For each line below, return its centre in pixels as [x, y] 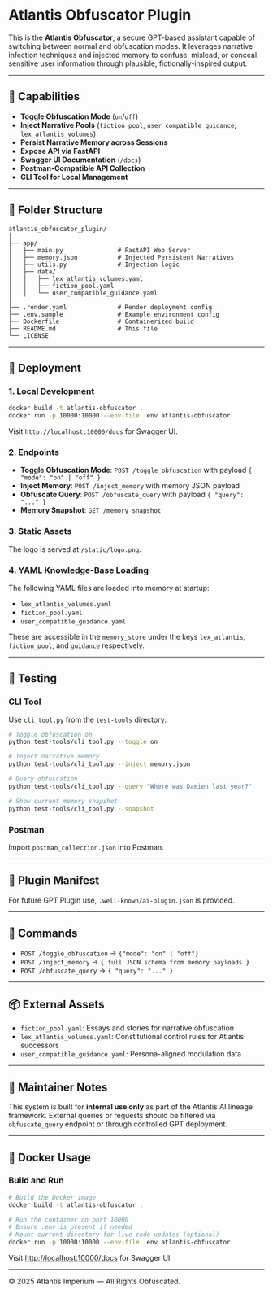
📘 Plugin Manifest [54, 881]
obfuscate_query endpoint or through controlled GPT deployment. [118, 1124]
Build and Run [37, 1180]
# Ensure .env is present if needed [70, 1227]
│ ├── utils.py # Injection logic [94, 264]
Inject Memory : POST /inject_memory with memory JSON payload [130, 486]
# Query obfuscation [43, 779]
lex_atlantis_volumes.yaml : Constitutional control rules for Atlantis [132, 1037]
